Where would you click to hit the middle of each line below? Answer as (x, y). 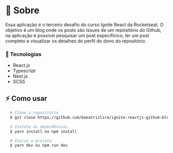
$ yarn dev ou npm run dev (39, 145)
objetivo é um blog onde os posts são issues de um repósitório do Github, (84, 30)
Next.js (20, 76)
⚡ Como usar (26, 99)
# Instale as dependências (39, 127)
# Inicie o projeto (31, 141)
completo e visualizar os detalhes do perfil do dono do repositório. (76, 41)
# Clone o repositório (34, 113)
